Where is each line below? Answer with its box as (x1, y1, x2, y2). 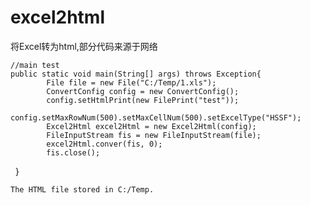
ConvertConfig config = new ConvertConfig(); (46, 86, 240, 96)
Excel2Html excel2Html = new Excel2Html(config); (46, 121, 257, 131)
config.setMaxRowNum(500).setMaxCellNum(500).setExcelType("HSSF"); (10, 112, 302, 123)
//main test (10, 60, 60, 70)
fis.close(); (46, 147, 101, 158)
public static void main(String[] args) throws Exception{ (10, 69, 262, 79)
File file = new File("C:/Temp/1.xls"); (46, 77, 217, 88)
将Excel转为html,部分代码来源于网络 (10, 40, 158, 52)
